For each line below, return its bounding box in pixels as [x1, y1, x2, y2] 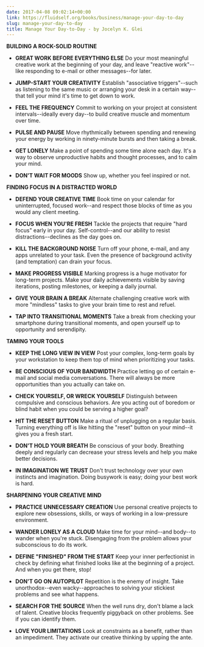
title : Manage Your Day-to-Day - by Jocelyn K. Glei [6, 26, 143, 32]
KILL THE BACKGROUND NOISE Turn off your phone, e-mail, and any [15, 245, 190, 252]
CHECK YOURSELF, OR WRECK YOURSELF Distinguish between [15, 393, 178, 400]
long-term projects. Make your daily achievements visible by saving [15, 276, 185, 284]
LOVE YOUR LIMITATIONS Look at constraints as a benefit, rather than [15, 627, 193, 635]
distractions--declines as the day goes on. [15, 233, 122, 241]
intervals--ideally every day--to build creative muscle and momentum [15, 110, 190, 118]
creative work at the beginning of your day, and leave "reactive [15, 61, 174, 68]
